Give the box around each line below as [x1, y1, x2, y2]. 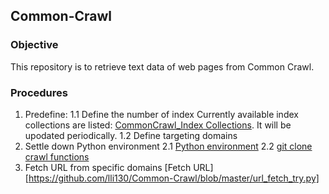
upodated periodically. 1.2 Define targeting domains [24, 129, 238, 141]
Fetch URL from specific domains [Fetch [24, 161, 192, 173]
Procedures [10, 85, 68, 99]
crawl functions [24, 150, 90, 163]
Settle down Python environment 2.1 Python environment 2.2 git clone [24, 140, 313, 152]
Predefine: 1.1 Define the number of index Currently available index [24, 108, 299, 120]
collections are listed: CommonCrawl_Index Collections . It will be [24, 119, 292, 131]
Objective [10, 38, 59, 52]
